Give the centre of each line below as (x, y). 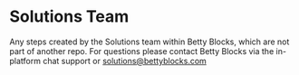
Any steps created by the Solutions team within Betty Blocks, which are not (149, 42)
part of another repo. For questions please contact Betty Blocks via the (142, 51)
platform (25, 61)
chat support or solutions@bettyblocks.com (124, 61)
